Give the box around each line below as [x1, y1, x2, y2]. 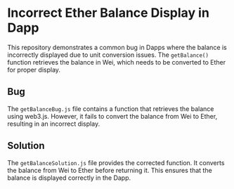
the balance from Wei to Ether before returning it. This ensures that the [7, 166, 212, 174]
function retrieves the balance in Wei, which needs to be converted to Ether [7, 58, 226, 66]
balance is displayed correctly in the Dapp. [7, 174, 131, 182]
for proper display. [7, 65, 61, 74]
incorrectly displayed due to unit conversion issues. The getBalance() [7, 51, 209, 59]
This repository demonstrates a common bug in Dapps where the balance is [7, 43, 227, 51]
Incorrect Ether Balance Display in [7, 5, 209, 21]
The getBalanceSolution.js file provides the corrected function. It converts [7, 158, 225, 167]
